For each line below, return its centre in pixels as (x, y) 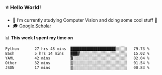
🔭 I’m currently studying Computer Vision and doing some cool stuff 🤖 (85, 20)
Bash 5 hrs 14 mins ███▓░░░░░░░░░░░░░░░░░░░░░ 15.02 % (77, 54)
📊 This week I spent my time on (39, 38)
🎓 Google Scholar (32, 26)
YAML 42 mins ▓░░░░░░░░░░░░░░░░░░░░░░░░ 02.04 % (77, 58)
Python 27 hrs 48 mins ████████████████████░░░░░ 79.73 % (77, 49)
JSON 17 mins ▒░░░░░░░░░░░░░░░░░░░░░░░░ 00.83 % (77, 67)
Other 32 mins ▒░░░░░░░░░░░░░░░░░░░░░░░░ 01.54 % (77, 63)
